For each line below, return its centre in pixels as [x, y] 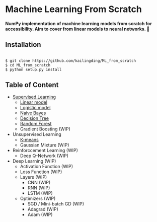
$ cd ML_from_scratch [28, 65]
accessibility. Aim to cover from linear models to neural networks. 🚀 [77, 29]
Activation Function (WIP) [47, 167]
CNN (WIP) [39, 183]
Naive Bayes [33, 113]
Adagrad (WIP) [43, 209]
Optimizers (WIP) [38, 199]
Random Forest [36, 124]
